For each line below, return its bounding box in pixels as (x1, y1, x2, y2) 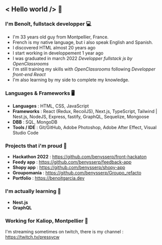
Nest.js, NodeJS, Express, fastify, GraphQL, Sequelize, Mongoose (12, 113, 149, 119)
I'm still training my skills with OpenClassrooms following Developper (12, 66, 156, 72)
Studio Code (12, 130, 39, 136)
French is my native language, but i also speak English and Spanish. (12, 39, 153, 45)
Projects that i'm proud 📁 (5, 142, 67, 149)
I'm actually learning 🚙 (5, 188, 61, 195)
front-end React (12, 71, 46, 77)
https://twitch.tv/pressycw (5, 234, 60, 240)
